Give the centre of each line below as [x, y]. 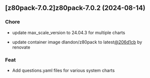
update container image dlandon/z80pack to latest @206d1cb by [77, 42]
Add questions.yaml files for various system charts [63, 70]
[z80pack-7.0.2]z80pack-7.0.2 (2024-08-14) [75, 8]
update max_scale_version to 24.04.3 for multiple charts [69, 32]
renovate [21, 47]
